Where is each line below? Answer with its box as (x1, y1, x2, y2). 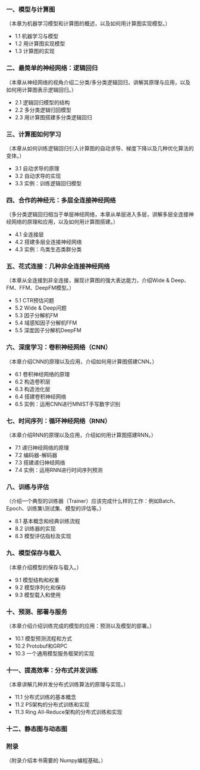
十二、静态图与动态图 (6, 725, 67, 733)
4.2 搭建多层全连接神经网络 (14, 239, 82, 246)
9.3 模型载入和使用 (14, 591, 61, 598)
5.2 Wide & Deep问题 (14, 304, 67, 311)
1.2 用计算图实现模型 (14, 40, 65, 47)
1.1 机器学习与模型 (14, 33, 58, 40)
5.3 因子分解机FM (14, 312, 58, 319)
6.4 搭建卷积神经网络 (14, 392, 67, 400)
